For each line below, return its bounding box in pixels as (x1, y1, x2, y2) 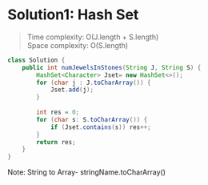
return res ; (36, 138, 77, 146)
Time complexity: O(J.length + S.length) (26, 32, 159, 42)
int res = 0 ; (36, 108, 80, 117)
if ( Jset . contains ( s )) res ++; (50, 123, 151, 131)
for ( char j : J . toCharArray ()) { (36, 78, 151, 86)
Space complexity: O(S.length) (26, 40, 129, 50)
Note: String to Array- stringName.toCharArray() (7, 167, 166, 177)
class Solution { (7, 56, 66, 64)
